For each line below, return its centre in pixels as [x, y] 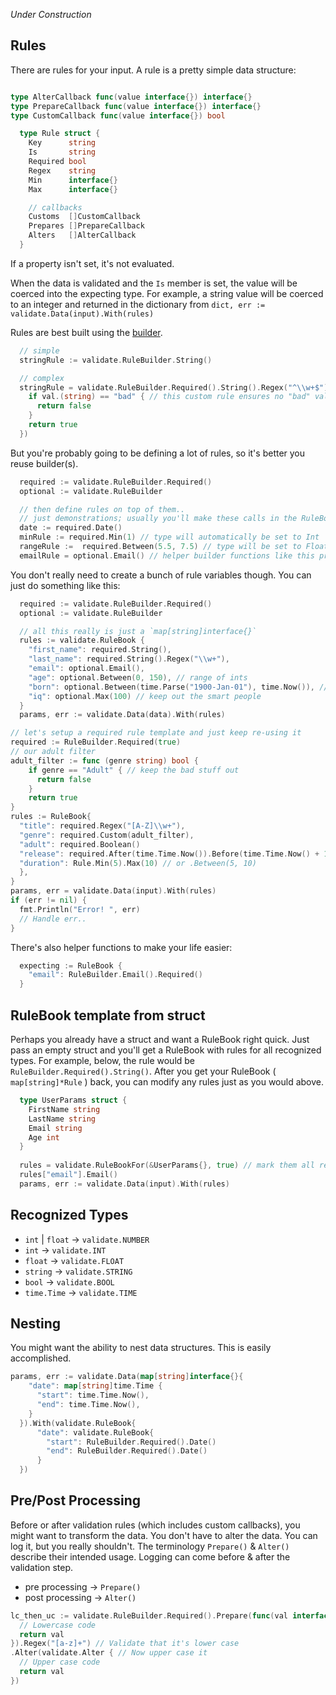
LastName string [62, 1119]
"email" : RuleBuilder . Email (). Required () [115, 975]
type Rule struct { [60, 134]
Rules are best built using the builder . [86, 332]
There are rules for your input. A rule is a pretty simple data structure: [153, 70]
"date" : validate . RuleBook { [95, 1432]
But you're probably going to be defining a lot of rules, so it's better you [158, 453]
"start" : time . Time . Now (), [93, 1395]
